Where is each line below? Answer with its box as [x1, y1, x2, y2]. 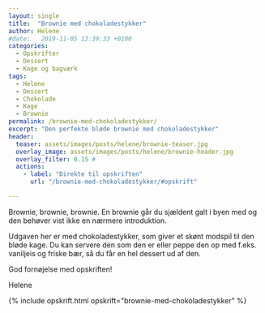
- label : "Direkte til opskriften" [23, 170, 143, 178]
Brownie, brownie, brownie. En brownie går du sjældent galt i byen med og [8, 207, 258, 217]
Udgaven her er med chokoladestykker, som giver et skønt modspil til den [8, 231, 255, 241]
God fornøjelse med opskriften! [8, 264, 113, 274]
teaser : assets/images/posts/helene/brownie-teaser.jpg [15, 139, 208, 148]
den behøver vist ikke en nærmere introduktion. [8, 216, 168, 225]
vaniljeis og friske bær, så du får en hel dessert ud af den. [8, 248, 201, 258]
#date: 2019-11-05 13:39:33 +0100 [8, 34, 132, 43]
